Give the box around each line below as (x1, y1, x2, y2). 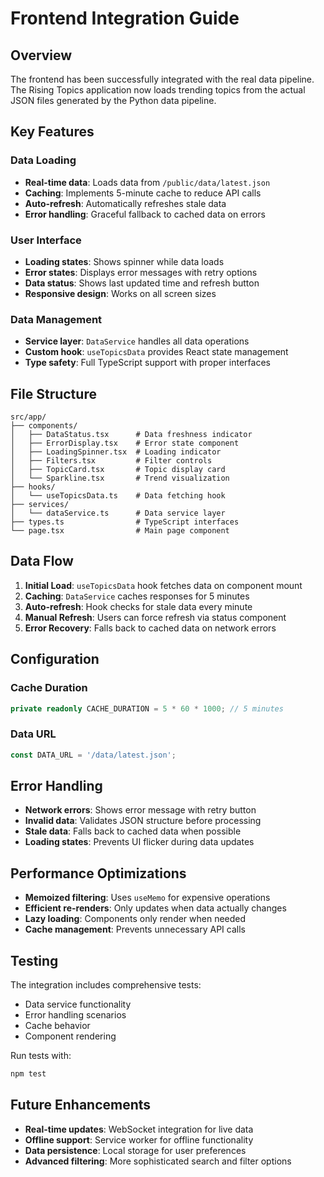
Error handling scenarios (24, 1009, 127, 1021)
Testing (10, 952, 59, 969)
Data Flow (10, 553, 74, 570)
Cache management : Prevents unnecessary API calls (24, 923, 246, 936)
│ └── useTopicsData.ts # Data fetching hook (10, 491, 226, 501)
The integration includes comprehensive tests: (10, 979, 202, 991)
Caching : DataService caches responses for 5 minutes (24, 590, 250, 602)
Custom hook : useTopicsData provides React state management (24, 346, 289, 358)
